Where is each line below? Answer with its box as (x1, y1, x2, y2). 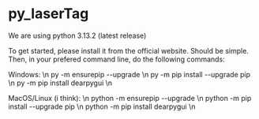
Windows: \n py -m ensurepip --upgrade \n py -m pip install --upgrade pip (8, 69, 251, 79)
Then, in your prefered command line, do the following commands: (8, 54, 225, 64)
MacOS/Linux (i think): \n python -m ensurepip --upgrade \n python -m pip (8, 93, 252, 102)
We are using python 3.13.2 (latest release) (8, 31, 147, 40)
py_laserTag (8, 5, 89, 23)
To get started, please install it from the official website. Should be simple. (8, 46, 249, 55)
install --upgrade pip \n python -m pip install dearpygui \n (8, 102, 196, 111)
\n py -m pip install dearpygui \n (8, 78, 113, 87)
